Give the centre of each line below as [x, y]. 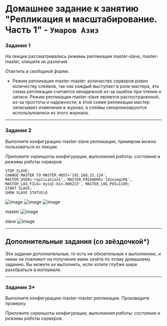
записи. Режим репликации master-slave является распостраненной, [86, 97]
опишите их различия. [45, 62]
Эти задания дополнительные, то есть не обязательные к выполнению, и [83, 254]
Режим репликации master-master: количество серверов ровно [80, 81]
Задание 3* [20, 287]
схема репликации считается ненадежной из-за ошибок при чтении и [87, 92]
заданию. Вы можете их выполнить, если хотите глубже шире [71, 264]
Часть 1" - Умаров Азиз [52, 30]
